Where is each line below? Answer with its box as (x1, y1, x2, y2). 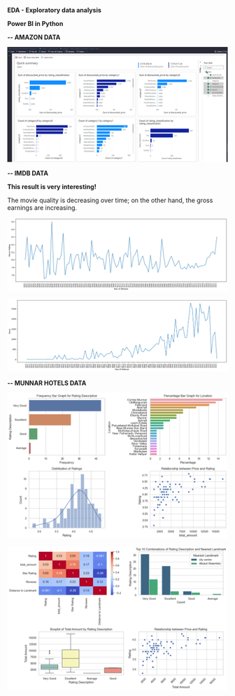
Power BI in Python (7, 20, 64, 27)
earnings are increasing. (7, 203, 78, 212)
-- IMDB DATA (7, 169, 49, 177)
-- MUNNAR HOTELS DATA (7, 379, 87, 388)
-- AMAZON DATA (7, 33, 61, 41)
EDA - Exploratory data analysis (7, 6, 101, 14)
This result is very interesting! (7, 182, 97, 191)
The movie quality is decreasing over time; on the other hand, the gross (7, 196, 213, 204)
